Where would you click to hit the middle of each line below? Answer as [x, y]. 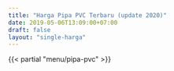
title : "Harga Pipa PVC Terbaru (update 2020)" [88, 15]
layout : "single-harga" [47, 37]
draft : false [30, 30]
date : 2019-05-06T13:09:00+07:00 [63, 23]
